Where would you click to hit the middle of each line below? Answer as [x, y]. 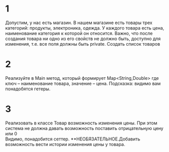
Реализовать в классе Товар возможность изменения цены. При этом [81, 123]
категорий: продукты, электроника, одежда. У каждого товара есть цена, [85, 28]
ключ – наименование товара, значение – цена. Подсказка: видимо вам [83, 83]
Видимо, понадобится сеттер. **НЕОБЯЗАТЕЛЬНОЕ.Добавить [73, 139]
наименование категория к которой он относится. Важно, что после [79, 33]
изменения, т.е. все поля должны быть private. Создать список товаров [83, 44]
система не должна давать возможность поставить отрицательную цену [84, 128]
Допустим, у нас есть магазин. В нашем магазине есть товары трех [79, 23]
